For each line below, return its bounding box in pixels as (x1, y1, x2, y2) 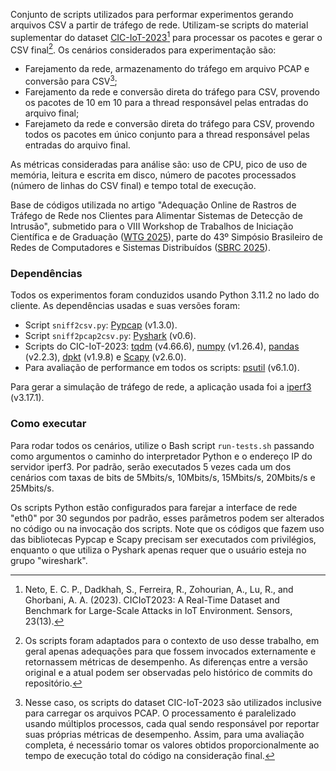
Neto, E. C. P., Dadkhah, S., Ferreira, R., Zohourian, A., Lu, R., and (24, 583, 294, 595)
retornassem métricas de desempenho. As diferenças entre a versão (24, 655, 308, 668)
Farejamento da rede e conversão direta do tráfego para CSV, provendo (24, 85, 320, 98)
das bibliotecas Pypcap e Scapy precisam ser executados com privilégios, (10, 533, 317, 545)
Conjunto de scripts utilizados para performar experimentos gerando (10, 9, 294, 20)
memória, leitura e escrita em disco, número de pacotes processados (10, 169, 297, 181)
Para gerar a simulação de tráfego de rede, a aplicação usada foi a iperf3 (10, 381, 312, 393)
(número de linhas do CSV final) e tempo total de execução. (10, 179, 257, 191)
